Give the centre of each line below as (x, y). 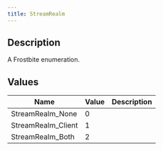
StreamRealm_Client (44, 125)
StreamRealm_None (44, 114)
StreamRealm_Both (43, 137)
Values (23, 82)
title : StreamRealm (36, 14)
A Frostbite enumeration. (44, 60)
